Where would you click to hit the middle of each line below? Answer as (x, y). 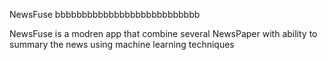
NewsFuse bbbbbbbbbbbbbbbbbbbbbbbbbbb (105, 14)
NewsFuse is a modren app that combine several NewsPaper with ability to (163, 33)
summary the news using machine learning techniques (122, 44)
